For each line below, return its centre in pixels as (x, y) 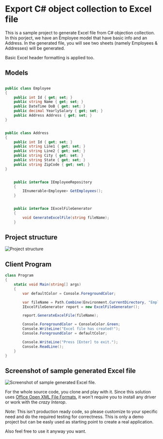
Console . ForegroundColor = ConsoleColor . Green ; (71, 324)
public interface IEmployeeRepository (53, 182)
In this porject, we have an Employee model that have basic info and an (76, 38)
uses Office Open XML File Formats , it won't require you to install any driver (81, 397)
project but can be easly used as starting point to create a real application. (79, 422)
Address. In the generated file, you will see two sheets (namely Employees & (81, 43)
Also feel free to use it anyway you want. (46, 431)
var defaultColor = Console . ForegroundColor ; (69, 293)
